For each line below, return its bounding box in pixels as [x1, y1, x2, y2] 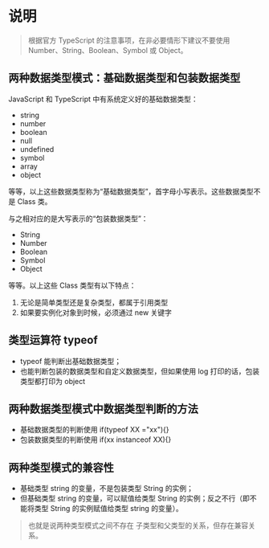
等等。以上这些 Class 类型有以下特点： [8, 280, 137, 290]
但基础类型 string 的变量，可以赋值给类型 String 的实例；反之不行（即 [19, 493, 251, 503]
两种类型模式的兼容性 [8, 460, 114, 474]
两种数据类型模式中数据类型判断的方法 [8, 402, 198, 415]
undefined [19, 144, 55, 153]
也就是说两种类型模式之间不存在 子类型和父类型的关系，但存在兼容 [27, 521, 249, 530]
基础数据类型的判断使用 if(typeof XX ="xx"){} [19, 425, 170, 435]
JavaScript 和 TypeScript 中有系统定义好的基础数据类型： [8, 94, 198, 104]
